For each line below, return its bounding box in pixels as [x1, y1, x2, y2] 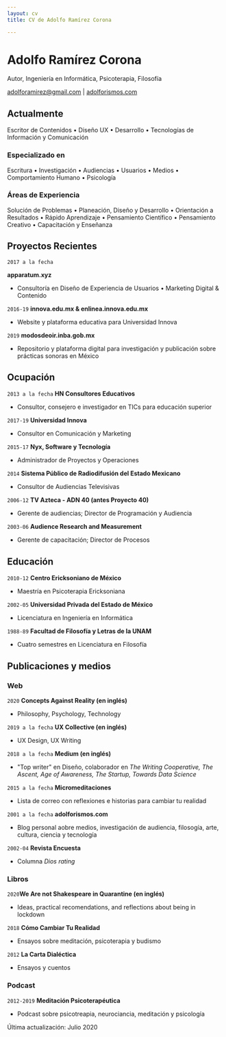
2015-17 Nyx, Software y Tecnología [7, 443, 111, 451]
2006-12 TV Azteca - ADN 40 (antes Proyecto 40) [7, 496, 149, 504]
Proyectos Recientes [7, 241, 97, 252]
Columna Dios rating [16, 857, 75, 865]
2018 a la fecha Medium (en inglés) [7, 749, 112, 758]
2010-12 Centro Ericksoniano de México [7, 574, 122, 582]
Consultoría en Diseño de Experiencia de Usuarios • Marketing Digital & [16, 284, 219, 292]
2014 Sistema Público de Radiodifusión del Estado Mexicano [7, 469, 181, 477]
